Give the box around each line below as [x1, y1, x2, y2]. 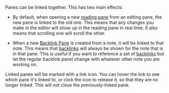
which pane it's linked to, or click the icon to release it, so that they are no [5, 77, 158, 82]
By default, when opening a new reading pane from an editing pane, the [12, 14, 162, 20]
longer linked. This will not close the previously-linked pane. [5, 82, 130, 88]
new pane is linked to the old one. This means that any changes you [12, 20, 154, 25]
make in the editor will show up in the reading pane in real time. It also [12, 25, 158, 31]
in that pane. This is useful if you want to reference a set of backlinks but [12, 51, 164, 57]
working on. [12, 62, 38, 67]
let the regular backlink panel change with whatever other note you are [12, 56, 160, 62]
